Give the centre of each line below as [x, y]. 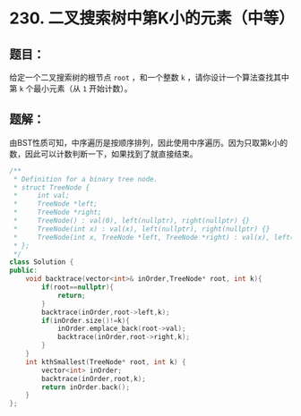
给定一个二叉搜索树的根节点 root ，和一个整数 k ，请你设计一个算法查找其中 [149, 77]
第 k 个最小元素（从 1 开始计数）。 [71, 89]
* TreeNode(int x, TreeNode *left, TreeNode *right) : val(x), [142, 237]
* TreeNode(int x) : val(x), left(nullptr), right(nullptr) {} [142, 229]
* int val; [41, 196]
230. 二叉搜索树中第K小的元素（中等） [152, 18]
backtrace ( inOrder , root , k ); [94, 378]
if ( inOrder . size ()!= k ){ [86, 320]
